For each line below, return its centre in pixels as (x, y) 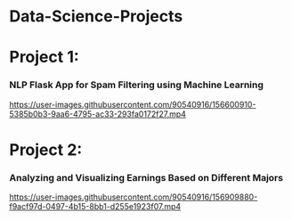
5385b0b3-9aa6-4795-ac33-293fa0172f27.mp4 (98, 114)
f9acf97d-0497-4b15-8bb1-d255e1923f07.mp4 (95, 207)
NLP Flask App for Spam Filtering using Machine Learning (137, 85)
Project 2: (46, 150)
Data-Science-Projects (96, 16)
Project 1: (45, 57)
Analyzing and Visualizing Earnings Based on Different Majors (146, 177)
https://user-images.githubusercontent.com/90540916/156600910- (133, 104)
